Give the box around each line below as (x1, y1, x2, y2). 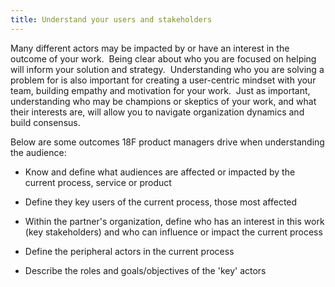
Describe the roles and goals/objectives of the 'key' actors (24, 264, 267, 276)
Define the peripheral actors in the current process (24, 245, 235, 257)
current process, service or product (24, 176, 172, 188)
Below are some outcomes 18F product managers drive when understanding (10, 136, 325, 148)
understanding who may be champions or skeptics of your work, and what (10, 95, 317, 107)
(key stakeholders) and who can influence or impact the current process (24, 226, 323, 238)
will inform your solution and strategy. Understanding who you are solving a (10, 63, 325, 75)
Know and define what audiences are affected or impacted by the (24, 166, 296, 178)
